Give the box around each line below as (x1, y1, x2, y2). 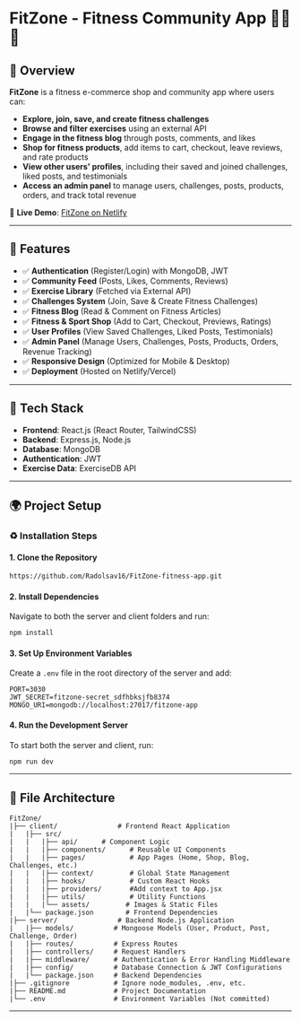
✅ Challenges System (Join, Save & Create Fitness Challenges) (21, 295, 258, 306)
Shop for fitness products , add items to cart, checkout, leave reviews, (21, 143, 283, 153)
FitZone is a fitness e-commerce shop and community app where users (9, 87, 275, 97)
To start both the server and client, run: (9, 739, 154, 750)
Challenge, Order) (9, 932, 78, 941)
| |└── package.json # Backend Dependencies (9, 971, 202, 981)
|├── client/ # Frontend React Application (9, 822, 230, 831)
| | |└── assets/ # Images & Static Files (9, 901, 219, 910)
